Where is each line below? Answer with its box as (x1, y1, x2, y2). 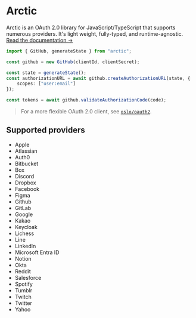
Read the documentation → (6, 36, 73, 44)
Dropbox (14, 179, 37, 186)
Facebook (14, 185, 40, 192)
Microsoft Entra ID (14, 249, 60, 256)
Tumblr (14, 286, 33, 294)
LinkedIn (14, 242, 36, 249)
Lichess (14, 230, 35, 237)
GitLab (14, 204, 32, 211)
